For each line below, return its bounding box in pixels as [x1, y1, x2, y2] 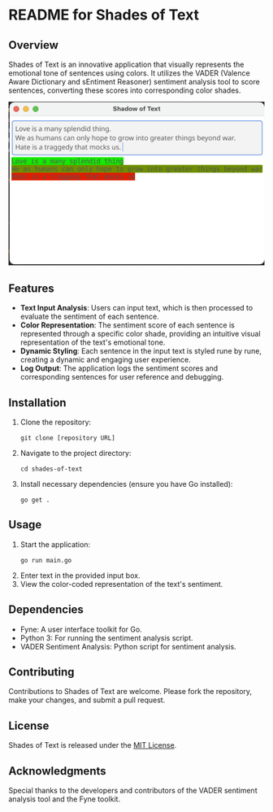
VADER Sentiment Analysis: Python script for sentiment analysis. [19, 641, 237, 651]
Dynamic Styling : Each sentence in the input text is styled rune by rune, [19, 346, 262, 356]
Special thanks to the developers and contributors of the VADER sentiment [8, 786, 258, 796]
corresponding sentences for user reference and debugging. [19, 372, 224, 382]
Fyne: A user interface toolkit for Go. [19, 624, 142, 634]
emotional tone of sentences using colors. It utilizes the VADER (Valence [8, 68, 250, 78]
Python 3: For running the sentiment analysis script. [19, 632, 193, 643]
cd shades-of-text [19, 465, 83, 473]
